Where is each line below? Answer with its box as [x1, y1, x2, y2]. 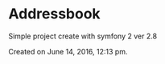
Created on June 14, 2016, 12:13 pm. [8, 46, 128, 56]
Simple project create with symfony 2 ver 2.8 [8, 31, 158, 41]
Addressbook [8, 5, 101, 23]
